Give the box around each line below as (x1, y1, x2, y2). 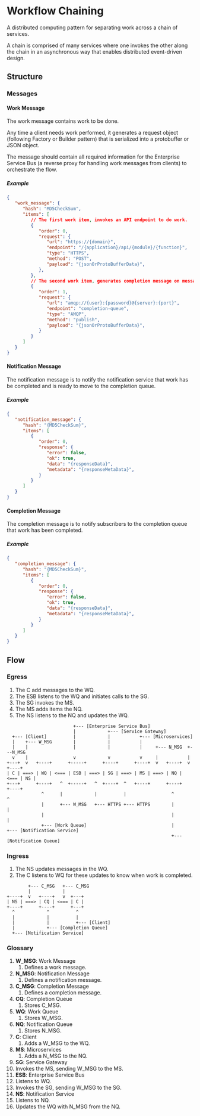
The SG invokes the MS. (15, 699, 75, 706)
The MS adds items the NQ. (15, 705, 83, 712)
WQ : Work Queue (15, 1008, 59, 1015)
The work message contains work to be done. (7, 117, 119, 125)
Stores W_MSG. (24, 1015, 63, 1022)
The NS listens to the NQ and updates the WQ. (15, 711, 129, 719)
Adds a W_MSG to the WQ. (24, 1040, 90, 1047)
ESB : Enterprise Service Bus (15, 1071, 85, 1078)
